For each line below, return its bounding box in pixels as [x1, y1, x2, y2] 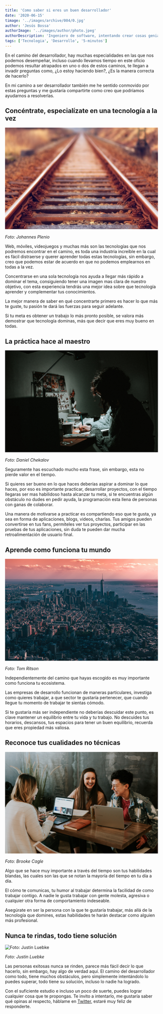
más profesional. [5, 917, 39, 923]
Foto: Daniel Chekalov [5, 457, 49, 463]
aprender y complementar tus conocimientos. [5, 289, 96, 295]
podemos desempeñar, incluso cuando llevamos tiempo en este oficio [5, 57, 145, 63]
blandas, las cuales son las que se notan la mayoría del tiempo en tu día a [5, 873, 152, 879]
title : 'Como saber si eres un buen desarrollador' [5, 8, 112, 13]
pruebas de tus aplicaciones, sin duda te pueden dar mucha [5, 527, 125, 532]
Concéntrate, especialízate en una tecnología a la [5, 107, 158, 115]
